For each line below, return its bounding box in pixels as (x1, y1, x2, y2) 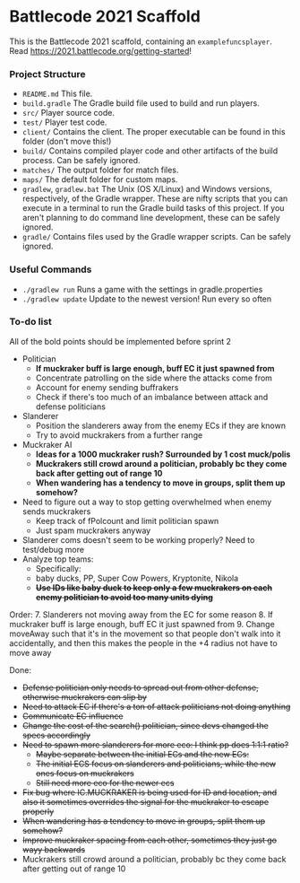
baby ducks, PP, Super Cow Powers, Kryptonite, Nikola (35, 573, 239, 583)
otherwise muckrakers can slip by (21, 691, 148, 702)
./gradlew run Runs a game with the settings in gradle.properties (21, 284, 263, 294)
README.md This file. (21, 88, 93, 100)
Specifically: (35, 563, 82, 573)
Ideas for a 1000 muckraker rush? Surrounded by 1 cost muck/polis (35, 449, 291, 459)
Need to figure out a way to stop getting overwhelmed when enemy (21, 496, 272, 507)
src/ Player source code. (21, 108, 115, 118)
